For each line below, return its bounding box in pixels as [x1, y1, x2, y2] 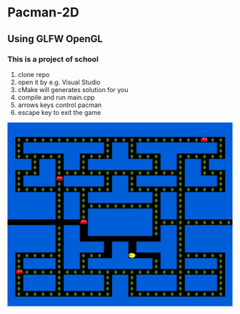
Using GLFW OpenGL [7, 33, 104, 45]
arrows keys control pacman [17, 101, 102, 109]
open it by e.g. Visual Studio [17, 78, 101, 86]
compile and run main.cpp [17, 93, 95, 101]
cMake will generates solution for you [17, 85, 129, 93]
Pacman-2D [7, 4, 80, 21]
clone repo [17, 70, 50, 78]
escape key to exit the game [17, 108, 101, 116]
